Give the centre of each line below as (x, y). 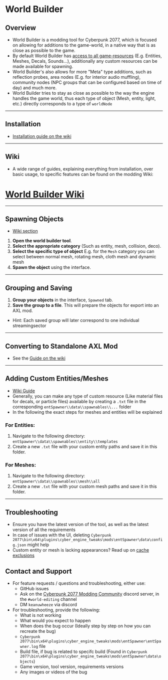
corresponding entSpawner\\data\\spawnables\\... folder (72, 407)
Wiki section (25, 231)
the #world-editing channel (48, 599)
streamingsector (29, 326)
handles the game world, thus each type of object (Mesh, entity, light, (84, 98)
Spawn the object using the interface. (51, 267)
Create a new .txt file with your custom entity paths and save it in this (85, 447)
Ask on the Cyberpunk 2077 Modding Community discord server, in (89, 594)
